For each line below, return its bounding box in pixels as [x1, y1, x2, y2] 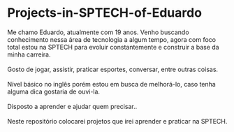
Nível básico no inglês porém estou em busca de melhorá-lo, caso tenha [7, 80, 217, 88]
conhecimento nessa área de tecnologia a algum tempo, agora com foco [7, 35, 217, 43]
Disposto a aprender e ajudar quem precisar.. [7, 102, 138, 110]
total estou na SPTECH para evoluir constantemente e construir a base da [7, 43, 219, 51]
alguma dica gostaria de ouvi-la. [7, 87, 100, 96]
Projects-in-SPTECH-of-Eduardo [7, 5, 203, 21]
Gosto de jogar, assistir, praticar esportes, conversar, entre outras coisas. [7, 65, 219, 73]
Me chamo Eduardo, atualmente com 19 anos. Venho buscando [7, 28, 190, 36]
